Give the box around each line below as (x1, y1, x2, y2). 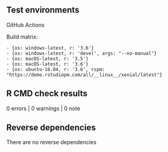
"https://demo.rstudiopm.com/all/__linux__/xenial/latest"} (6, 72, 163, 78)
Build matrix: (6, 33, 38, 40)
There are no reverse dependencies (6, 139, 97, 146)
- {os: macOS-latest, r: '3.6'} (6, 61, 89, 67)
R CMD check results (6, 88, 88, 99)
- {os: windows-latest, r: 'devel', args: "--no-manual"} (6, 50, 157, 56)
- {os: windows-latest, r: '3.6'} (6, 45, 95, 51)
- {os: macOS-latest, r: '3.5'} (6, 55, 89, 62)
